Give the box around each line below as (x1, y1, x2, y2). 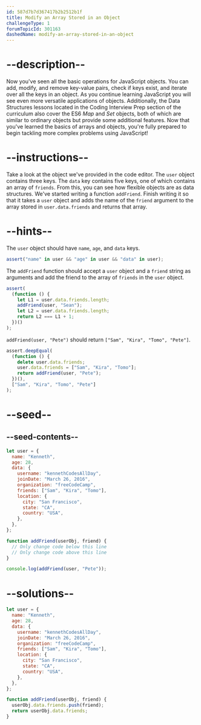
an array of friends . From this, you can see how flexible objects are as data (6, 184, 194, 191)
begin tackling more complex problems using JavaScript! (6, 129, 148, 137)
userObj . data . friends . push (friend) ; (12, 703, 104, 709)
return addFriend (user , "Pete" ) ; (17, 370, 102, 377)
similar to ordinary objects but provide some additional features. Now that (6, 117, 189, 124)
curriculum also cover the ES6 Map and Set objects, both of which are (6, 110, 182, 117)
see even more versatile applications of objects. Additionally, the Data (6, 97, 180, 105)
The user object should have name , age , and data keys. (6, 244, 140, 252)
